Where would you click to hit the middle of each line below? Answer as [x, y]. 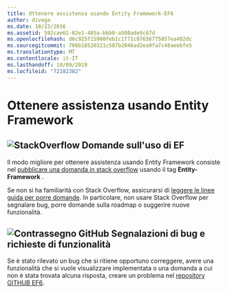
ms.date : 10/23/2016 [37, 26]
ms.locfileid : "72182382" [44, 71]
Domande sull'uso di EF [133, 145]
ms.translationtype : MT [41, 52]
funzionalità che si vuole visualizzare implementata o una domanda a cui [110, 268]
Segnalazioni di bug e [158, 233]
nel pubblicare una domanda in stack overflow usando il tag [92, 169]
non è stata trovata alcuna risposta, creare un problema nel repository [106, 276]
